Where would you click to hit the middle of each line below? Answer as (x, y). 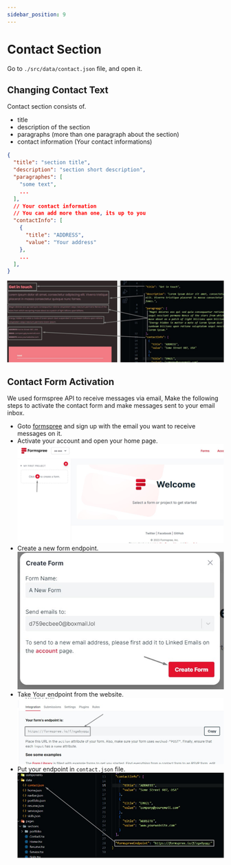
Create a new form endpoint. (58, 548)
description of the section (54, 127)
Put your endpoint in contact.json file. (71, 769)
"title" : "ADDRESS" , (55, 235)
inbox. (16, 413)
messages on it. (40, 434)
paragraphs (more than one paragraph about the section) (98, 135)
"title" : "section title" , (52, 163)
